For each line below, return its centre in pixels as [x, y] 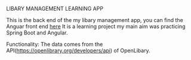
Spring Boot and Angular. [37, 33]
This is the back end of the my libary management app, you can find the [95, 20]
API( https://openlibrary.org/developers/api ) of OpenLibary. [78, 50]
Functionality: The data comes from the [55, 44]
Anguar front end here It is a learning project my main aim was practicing [96, 26]
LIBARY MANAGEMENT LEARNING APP [55, 9]
